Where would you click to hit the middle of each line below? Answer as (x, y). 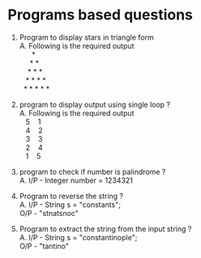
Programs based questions (100, 15)
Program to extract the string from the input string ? (105, 229)
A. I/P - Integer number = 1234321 (76, 180)
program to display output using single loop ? (95, 104)
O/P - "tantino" (44, 246)
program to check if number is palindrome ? (92, 171)
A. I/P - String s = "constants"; (70, 205)
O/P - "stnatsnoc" (49, 213)
